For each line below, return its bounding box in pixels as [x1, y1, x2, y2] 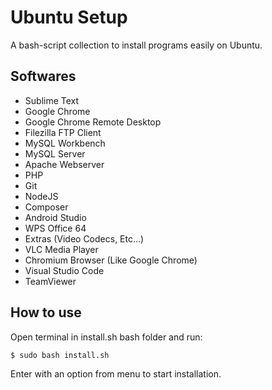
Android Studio [24, 211, 87, 223]
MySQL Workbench [24, 137, 106, 149]
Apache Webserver [24, 158, 105, 170]
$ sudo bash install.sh [10, 350, 110, 360]
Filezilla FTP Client [24, 126, 102, 138]
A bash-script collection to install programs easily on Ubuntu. [10, 39, 263, 51]
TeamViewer [24, 275, 77, 287]
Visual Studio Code [24, 264, 105, 276]
